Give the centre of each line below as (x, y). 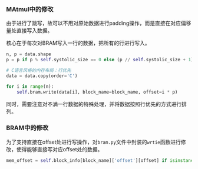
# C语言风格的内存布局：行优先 (39, 71)
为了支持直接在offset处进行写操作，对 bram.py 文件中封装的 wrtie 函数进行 (93, 142)
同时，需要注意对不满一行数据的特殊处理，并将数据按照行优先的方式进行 (94, 104)
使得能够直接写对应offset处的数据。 (60, 149)
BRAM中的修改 (27, 128)
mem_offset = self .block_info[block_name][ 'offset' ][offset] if (87, 160)
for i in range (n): (30, 87)
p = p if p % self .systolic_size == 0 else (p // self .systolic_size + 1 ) (100, 60)
